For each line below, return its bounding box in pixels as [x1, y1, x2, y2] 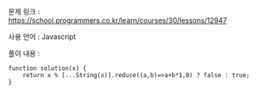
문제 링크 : [8, 7, 40, 16]
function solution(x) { [8, 65, 87, 73]
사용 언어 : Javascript [8, 32, 77, 41]
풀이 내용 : [8, 49, 40, 58]
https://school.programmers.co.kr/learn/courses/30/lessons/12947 [8, 16, 228, 25]
